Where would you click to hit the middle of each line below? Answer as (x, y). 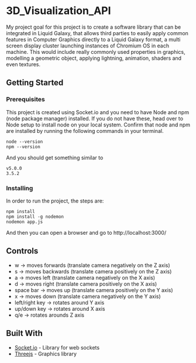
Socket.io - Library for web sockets (57, 347)
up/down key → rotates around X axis (60, 309)
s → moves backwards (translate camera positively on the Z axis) (93, 271)
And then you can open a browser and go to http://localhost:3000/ (86, 232)
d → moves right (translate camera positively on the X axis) (86, 284)
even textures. (23, 64)
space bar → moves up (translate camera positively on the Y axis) (94, 290)
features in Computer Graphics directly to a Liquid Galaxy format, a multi (93, 39)
